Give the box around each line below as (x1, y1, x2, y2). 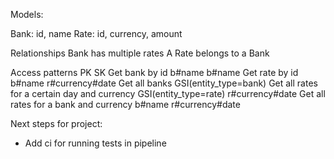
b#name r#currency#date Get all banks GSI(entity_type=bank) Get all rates (10, 77, 318, 89)
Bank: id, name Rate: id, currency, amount (10, 28, 183, 39)
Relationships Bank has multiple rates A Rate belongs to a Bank (10, 47, 270, 59)
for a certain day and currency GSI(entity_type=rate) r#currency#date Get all (10, 88, 326, 99)
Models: (10, 9, 44, 20)
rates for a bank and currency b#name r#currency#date (10, 99, 241, 110)
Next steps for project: (10, 118, 103, 129)
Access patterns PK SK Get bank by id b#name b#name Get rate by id (10, 67, 299, 78)
